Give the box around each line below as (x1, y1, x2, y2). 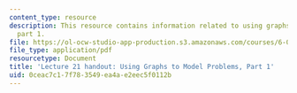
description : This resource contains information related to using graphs (9, 21, 291, 30)
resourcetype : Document (9, 54, 97, 63)
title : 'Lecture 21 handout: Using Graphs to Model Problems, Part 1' (9, 63, 275, 72)
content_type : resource (9, 12, 97, 22)
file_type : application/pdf (9, 46, 113, 55)
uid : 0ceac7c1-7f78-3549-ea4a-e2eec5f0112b (9, 71, 172, 80)
